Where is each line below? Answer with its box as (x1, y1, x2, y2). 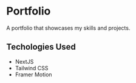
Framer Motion (15, 71, 53, 78)
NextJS (15, 58, 34, 65)
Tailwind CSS (15, 64, 49, 71)
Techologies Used (6, 42, 76, 52)
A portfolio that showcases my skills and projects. (6, 24, 131, 32)
